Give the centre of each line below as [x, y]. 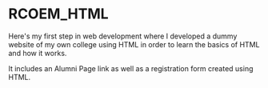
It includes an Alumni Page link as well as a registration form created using [131, 68]
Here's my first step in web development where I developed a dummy [123, 36]
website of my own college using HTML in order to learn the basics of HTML [134, 44]
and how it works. [38, 53]
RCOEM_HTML [59, 14]
